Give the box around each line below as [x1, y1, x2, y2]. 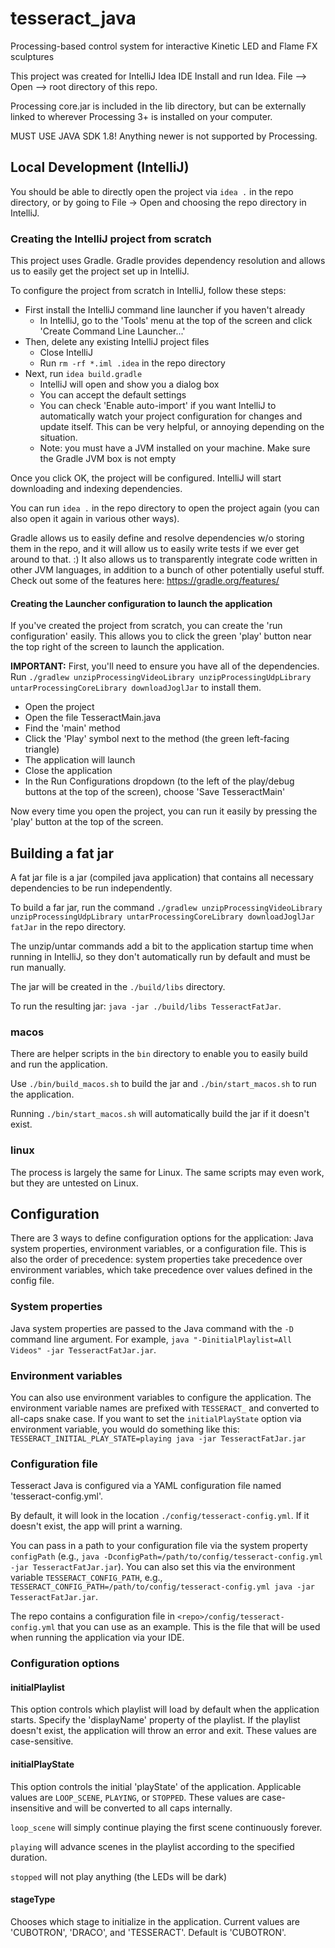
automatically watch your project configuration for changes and [39, 410, 303, 422]
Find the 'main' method [24, 722, 121, 734]
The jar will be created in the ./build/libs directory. [10, 981, 226, 993]
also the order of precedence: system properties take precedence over [10, 1253, 303, 1266]
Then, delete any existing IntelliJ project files [24, 336, 210, 348]
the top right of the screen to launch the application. [10, 641, 225, 653]
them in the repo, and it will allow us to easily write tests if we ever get [10, 543, 300, 555]
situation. [39, 432, 78, 444]
